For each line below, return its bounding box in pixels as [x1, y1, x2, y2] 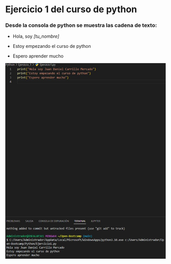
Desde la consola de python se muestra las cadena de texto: [5, 22, 157, 29]
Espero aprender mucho [12, 53, 64, 59]
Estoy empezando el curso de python [12, 43, 92, 49]
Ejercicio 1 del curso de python [5, 4, 137, 15]
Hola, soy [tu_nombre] [12, 33, 60, 39]
